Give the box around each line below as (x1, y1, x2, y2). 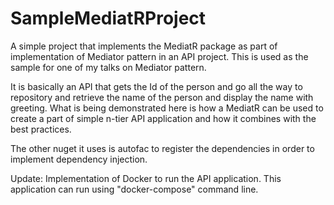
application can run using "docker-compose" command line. (10, 183, 259, 195)
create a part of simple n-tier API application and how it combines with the (10, 112, 317, 124)
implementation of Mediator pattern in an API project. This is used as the (10, 50, 309, 62)
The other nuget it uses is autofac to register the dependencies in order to (10, 142, 315, 154)
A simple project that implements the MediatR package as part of (10, 40, 278, 52)
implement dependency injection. (10, 153, 148, 165)
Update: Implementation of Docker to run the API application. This (10, 172, 282, 184)
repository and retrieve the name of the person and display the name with (10, 91, 314, 103)
